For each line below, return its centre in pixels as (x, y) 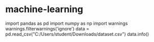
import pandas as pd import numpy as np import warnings (67, 23)
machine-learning (44, 9)
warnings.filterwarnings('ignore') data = (47, 28)
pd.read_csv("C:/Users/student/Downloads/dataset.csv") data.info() (77, 34)
